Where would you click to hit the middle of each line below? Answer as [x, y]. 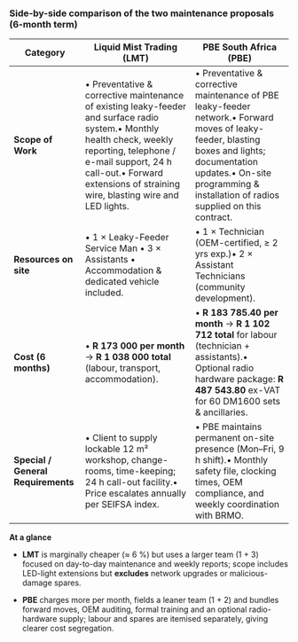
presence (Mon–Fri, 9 [239, 449]
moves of [214, 129]
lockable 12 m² [117, 449]
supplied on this [228, 207]
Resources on [43, 260]
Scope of [33, 140]
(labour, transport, [123, 368]
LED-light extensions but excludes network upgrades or [125, 574]
